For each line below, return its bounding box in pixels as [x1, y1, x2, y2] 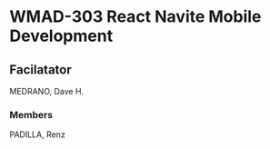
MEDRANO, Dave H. [9, 86, 85, 96]
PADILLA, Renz [9, 129, 65, 140]
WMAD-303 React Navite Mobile [9, 6, 262, 27]
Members [9, 108, 53, 121]
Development [9, 25, 114, 46]
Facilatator [9, 62, 72, 77]
